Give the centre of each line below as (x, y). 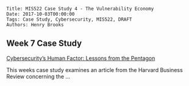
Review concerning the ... (38, 76)
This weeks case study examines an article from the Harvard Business (94, 70)
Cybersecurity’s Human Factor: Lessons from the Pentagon (81, 58)
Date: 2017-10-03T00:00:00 (41, 14)
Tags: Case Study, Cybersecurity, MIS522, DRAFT (69, 20)
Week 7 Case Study (44, 44)
